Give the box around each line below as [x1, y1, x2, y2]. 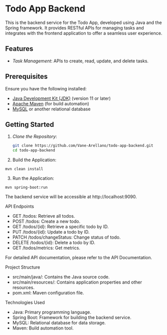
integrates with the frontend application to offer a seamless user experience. [5, 30, 163, 36]
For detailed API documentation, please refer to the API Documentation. [5, 255, 153, 261]
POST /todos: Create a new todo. [12, 218, 81, 225]
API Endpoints [5, 203, 34, 210]
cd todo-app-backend [12, 148, 55, 153]
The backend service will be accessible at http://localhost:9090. [5, 194, 137, 200]
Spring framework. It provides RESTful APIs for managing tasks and [5, 24, 144, 30]
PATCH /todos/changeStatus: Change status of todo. [12, 234, 121, 240]
